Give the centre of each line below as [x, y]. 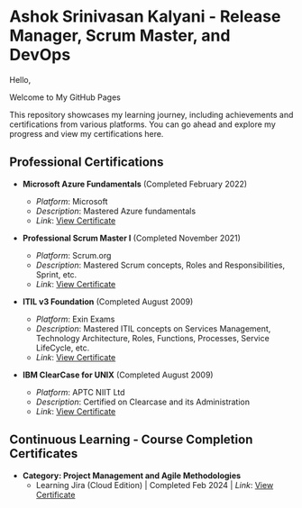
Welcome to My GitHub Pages [65, 97]
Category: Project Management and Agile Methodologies [132, 476]
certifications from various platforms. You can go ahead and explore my [143, 124]
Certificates [44, 454]
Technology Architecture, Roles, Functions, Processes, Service [153, 338]
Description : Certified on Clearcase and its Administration [143, 402]
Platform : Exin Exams [75, 319]
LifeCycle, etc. [63, 348]
